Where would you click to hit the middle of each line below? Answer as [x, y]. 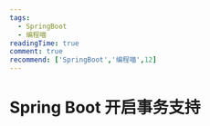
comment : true [37, 52]
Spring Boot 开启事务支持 [105, 107]
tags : [20, 18]
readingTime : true [44, 43]
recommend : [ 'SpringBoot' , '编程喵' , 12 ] [83, 60]
